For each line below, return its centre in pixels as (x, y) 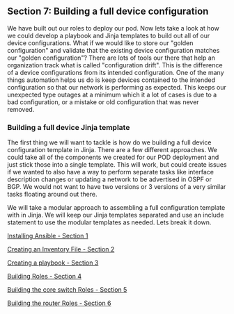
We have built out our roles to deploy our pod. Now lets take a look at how (113, 28)
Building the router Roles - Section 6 (59, 303)
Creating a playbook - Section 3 (53, 263)
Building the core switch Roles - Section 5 (67, 290)
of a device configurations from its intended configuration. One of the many (116, 72)
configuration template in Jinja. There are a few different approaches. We (112, 150)
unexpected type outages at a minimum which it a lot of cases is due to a (112, 94)
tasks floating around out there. (52, 195)
